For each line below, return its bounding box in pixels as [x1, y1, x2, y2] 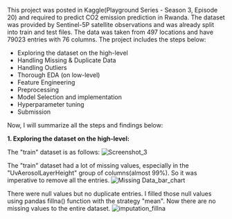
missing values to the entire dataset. [7, 204, 111, 212]
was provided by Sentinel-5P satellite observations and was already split [7, 21, 215, 28]
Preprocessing [17, 86, 60, 94]
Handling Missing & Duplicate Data [17, 56, 116, 64]
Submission [17, 107, 51, 116]
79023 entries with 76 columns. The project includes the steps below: [7, 35, 206, 44]
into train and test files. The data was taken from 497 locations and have [7, 28, 213, 36]
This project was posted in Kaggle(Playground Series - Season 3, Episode [7, 6, 218, 14]
